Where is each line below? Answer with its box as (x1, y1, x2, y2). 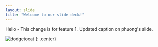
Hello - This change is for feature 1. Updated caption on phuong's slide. (5, 26, 153, 32)
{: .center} (35, 36, 56, 42)
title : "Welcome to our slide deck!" (5, 12, 85, 17)
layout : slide (5, 7, 35, 13)
